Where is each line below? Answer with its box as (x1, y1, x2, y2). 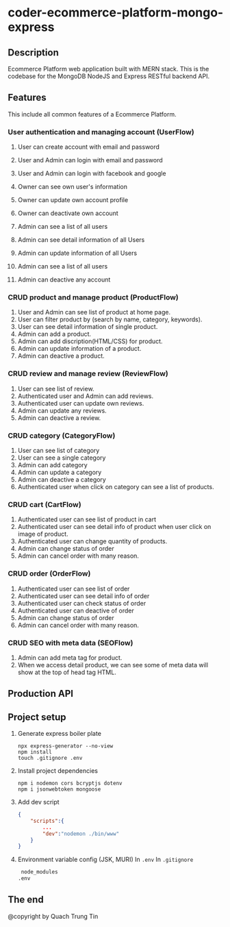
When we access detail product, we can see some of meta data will (17, 660, 208, 669)
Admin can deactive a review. (17, 413, 101, 422)
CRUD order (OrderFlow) (8, 569, 91, 578)
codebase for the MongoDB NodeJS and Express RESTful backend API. (8, 72, 210, 80)
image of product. (17, 530, 68, 539)
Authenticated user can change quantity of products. (17, 537, 168, 545)
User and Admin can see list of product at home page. (17, 308, 170, 317)
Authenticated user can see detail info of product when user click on (17, 523, 212, 531)
